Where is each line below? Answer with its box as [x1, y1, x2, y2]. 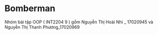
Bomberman [4, 3, 55, 14]
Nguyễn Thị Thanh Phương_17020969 [4, 24, 80, 30]
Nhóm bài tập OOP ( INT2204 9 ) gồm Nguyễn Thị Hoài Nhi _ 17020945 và [4, 19, 154, 25]
